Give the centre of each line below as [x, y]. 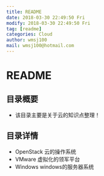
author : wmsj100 [27, 40]
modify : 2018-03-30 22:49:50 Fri [48, 23]
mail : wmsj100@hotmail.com [40, 46]
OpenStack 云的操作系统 [46, 151]
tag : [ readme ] [24, 29]
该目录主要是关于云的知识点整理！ [57, 115]
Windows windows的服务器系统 [54, 166]
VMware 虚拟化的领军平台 [47, 159]
